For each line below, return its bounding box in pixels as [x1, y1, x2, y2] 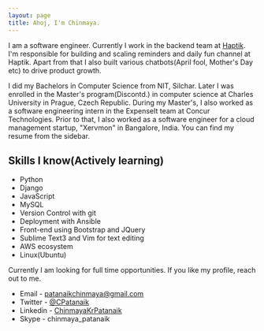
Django [19, 183, 43, 193]
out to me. [8, 273, 42, 284]
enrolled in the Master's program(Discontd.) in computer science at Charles [8, 89, 254, 99]
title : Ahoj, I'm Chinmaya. [8, 19, 101, 27]
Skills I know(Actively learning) [8, 154, 164, 167]
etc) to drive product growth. [8, 65, 102, 75]
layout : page [8, 11, 51, 20]
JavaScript [19, 192, 55, 201]
